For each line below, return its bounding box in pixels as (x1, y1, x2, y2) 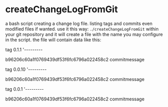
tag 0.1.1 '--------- (5, 46, 43, 52)
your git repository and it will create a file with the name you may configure (5, 31, 163, 37)
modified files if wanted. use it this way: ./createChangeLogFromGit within (5, 25, 159, 32)
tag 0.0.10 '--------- (5, 66, 47, 72)
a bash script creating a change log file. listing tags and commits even (5, 20, 153, 26)
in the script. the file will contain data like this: (5, 37, 102, 43)
